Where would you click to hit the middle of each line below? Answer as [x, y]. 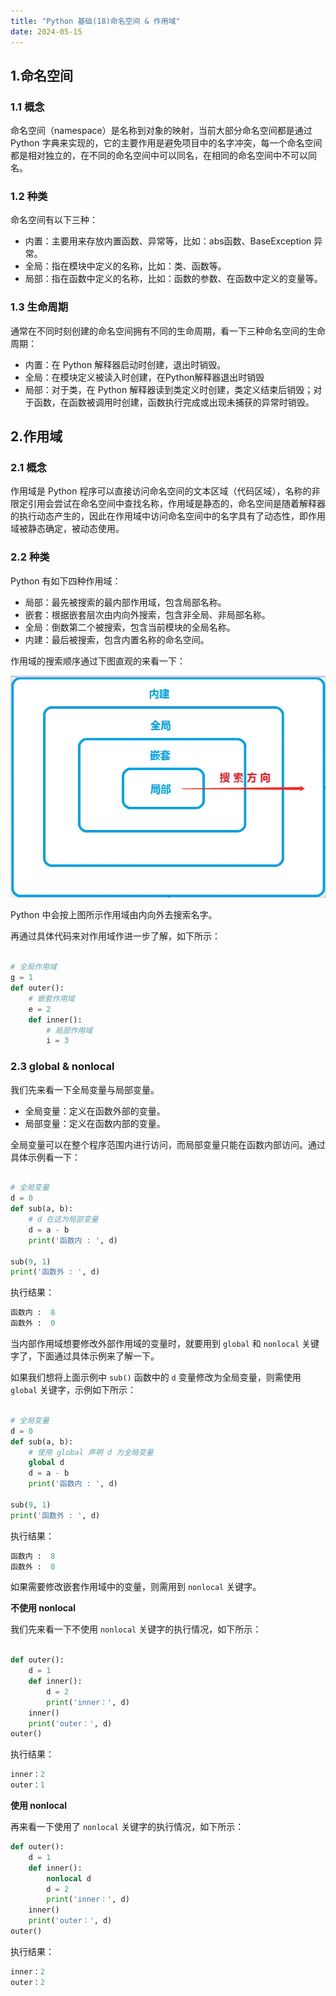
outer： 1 [27, 1785]
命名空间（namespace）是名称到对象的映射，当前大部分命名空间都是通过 [161, 131]
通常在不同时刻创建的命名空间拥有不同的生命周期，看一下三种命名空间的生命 [168, 331]
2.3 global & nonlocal [62, 1067]
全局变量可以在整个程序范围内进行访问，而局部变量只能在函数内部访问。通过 [168, 1144]
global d [46, 1463]
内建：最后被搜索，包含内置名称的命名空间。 [117, 639]
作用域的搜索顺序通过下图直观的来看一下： [98, 661]
